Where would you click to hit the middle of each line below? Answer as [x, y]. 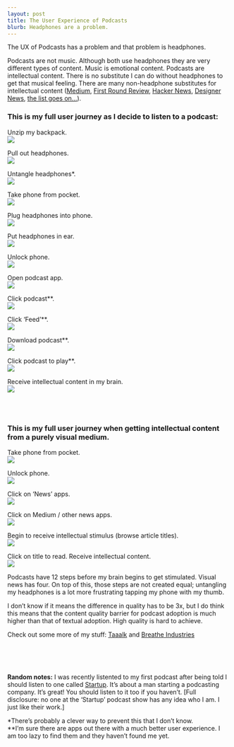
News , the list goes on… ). [44, 98]
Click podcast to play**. [42, 361]
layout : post [26, 14]
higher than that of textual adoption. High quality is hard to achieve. [105, 620]
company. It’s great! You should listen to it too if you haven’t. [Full [102, 692]
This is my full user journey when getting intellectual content [113, 428]
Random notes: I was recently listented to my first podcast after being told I [117, 677]
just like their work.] [36, 707]
